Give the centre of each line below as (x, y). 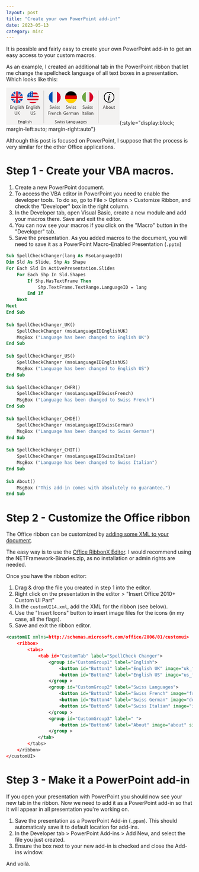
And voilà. (18, 864)
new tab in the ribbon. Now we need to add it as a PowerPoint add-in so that (99, 803)
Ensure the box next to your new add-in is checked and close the (94, 846)
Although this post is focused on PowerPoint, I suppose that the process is (97, 141)
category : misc (25, 31)
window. (34, 852)
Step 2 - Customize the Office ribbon (98, 518)
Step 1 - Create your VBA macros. (90, 171)
